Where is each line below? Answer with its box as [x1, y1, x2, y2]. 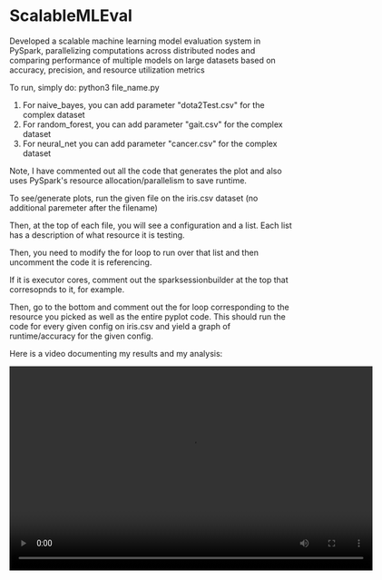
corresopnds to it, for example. [9, 283, 125, 295]
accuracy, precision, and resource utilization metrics [9, 64, 206, 75]
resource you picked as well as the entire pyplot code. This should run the [9, 310, 286, 322]
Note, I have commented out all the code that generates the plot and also [9, 165, 283, 176]
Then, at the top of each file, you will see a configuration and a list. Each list [9, 220, 292, 231]
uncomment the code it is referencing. [9, 256, 152, 268]
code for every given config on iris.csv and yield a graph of [9, 320, 231, 331]
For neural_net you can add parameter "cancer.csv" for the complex [22, 138, 278, 149]
